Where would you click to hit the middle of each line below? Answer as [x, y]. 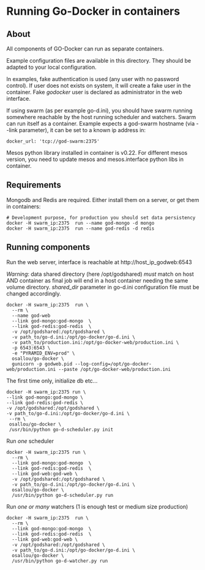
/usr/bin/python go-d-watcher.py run [60, 561]
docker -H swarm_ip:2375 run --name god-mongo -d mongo [80, 223]
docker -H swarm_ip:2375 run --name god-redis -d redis [80, 228]
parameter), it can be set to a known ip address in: [82, 130]
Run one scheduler [30, 441]
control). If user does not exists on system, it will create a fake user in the [99, 85]
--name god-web [31, 315]
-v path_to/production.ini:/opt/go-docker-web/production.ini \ [95, 342]
